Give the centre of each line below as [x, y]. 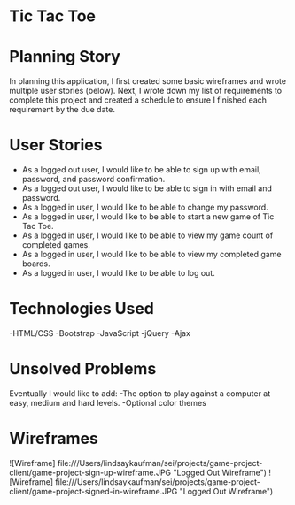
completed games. [56, 245]
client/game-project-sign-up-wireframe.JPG [90, 472]
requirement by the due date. [62, 110]
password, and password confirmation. [93, 180]
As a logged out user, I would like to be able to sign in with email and [147, 188]
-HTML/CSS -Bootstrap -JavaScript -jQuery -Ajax [100, 333]
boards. [36, 264]
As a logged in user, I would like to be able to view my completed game [151, 255]
